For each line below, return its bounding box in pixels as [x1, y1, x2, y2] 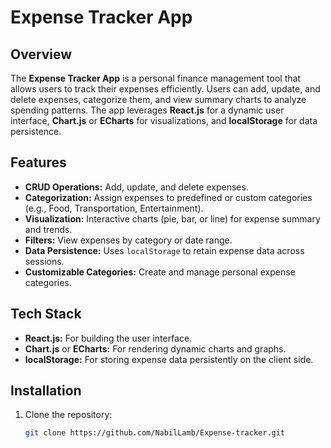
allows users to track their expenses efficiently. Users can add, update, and [10, 83, 321, 95]
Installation [10, 382, 82, 400]
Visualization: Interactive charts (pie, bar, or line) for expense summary [24, 212, 321, 225]
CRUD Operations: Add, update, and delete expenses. [24, 181, 249, 193]
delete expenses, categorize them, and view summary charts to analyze [10, 94, 307, 105]
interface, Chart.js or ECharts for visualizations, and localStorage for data [10, 115, 318, 126]
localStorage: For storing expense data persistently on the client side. [24, 353, 314, 365]
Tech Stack [10, 306, 82, 323]
